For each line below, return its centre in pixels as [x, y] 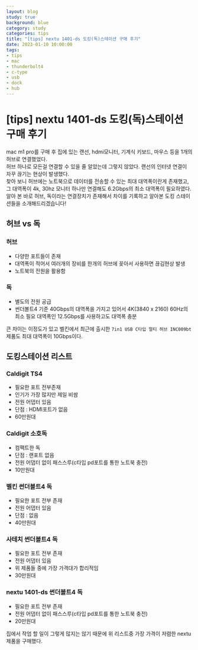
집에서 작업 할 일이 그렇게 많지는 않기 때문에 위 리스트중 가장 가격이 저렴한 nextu [99, 633]
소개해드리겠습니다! [44, 203]
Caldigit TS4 [25, 374]
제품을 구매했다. [25, 641]
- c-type [17, 72]
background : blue [27, 22]
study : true [21, 17]
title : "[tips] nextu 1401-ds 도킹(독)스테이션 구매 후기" [73, 39]
